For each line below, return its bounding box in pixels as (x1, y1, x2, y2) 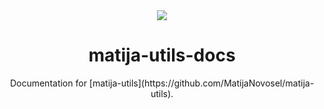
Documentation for (9, 77, 87, 89)
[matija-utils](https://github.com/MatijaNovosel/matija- (88, 77, 315, 89)
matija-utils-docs (88, 44, 236, 67)
